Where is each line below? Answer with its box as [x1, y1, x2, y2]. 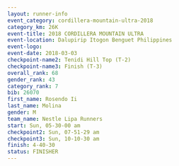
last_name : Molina [7, 102, 62, 109]
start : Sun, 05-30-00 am [7, 121, 81, 129]
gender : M [7, 109, 37, 116]
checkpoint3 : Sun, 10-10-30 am [7, 135, 100, 142]
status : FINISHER [7, 148, 59, 155]
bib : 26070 [7, 89, 40, 96]
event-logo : [7, 43, 42, 50]
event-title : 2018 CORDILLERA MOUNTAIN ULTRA [7, 30, 144, 37]
